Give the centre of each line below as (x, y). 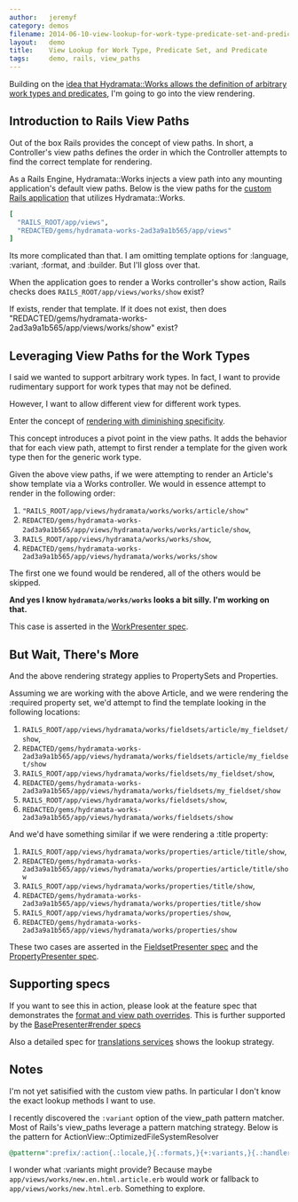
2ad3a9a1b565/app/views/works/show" (82, 328)
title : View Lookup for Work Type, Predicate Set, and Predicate (138, 51)
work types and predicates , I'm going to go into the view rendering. (132, 93)
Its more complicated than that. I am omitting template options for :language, (149, 256)
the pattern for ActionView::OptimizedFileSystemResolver (114, 1136)
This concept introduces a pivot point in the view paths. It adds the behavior (148, 438)
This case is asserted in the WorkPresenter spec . (99, 626)
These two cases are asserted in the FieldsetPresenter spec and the (134, 946)
